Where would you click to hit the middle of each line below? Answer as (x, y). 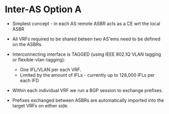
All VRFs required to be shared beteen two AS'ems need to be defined (86, 39)
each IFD (29, 80)
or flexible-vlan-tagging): (39, 59)
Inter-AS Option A (43, 9)
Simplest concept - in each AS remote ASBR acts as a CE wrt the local (86, 24)
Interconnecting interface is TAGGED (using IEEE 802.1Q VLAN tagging (87, 54)
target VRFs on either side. (40, 105)
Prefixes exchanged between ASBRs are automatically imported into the (88, 100)
